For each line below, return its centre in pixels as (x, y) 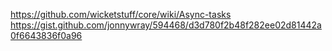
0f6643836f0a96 (46, 35)
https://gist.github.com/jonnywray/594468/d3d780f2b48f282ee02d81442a (166, 25)
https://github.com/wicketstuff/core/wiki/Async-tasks (121, 14)
